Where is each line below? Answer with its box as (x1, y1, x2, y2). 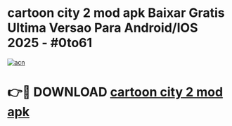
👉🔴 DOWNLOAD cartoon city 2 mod (7, 84, 224, 100)
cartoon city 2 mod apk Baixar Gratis (7, 5, 225, 21)
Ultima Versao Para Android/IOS (7, 20, 198, 36)
